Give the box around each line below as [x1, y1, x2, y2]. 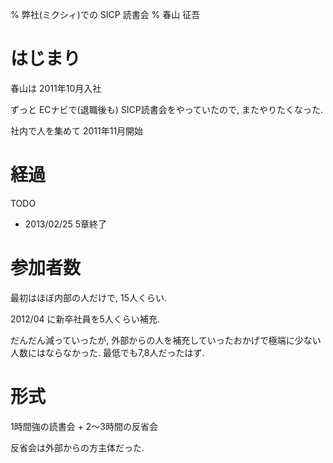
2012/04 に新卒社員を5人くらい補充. [10, 313, 160, 325]
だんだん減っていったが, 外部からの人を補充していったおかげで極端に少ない [10, 334, 322, 346]
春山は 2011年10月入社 [10, 82, 102, 94]
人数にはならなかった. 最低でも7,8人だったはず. [10, 346, 205, 358]
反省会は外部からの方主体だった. [10, 441, 145, 453]
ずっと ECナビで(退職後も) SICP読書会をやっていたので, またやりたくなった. [10, 103, 323, 115]
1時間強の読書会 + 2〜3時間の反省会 [10, 420, 159, 432]
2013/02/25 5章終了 [24, 218, 108, 230]
